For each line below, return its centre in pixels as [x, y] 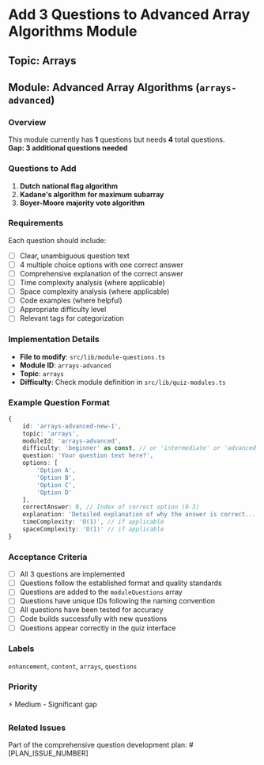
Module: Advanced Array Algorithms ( [104, 88]
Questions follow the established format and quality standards [121, 583]
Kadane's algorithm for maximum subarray [92, 194]
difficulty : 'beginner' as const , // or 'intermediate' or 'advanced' [141, 448]
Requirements [36, 223]
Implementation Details [54, 340]
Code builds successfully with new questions [93, 618]
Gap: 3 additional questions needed [68, 148]
